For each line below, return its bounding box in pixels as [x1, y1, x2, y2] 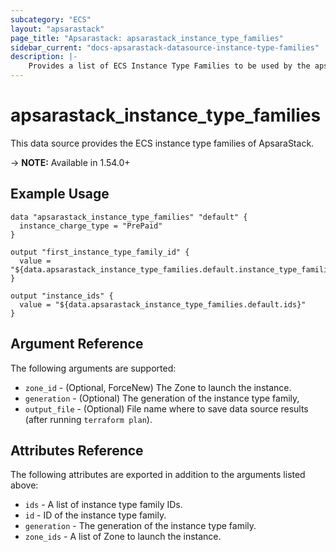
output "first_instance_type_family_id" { [10, 247, 190, 257]
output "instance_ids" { [10, 291, 114, 301]
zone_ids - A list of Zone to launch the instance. [24, 531, 222, 543]
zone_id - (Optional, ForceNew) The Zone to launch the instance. [24, 381, 292, 393]
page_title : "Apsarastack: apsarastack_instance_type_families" [10, 33, 284, 43]
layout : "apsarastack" [10, 24, 105, 34]
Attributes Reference [10, 442, 144, 459]
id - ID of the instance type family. [24, 509, 167, 521]
